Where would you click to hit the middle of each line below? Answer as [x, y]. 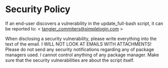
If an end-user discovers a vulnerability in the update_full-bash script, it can [84, 23]
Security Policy [38, 9]
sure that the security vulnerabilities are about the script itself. [70, 60]
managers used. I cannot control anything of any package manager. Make [82, 55]
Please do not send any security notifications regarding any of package [80, 49]
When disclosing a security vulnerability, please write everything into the [81, 39]
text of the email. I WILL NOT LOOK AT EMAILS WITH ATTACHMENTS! [78, 44]
